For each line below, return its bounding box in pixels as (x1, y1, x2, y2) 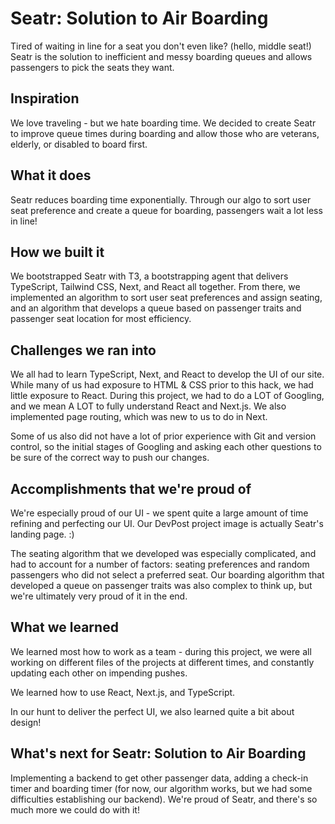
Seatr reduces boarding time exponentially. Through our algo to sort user (10, 193, 312, 206)
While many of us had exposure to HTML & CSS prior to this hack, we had (10, 379, 314, 391)
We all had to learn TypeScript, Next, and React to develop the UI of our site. (10, 368, 325, 381)
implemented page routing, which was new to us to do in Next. (10, 411, 268, 423)
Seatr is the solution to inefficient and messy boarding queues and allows (10, 50, 313, 62)
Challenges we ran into (10, 342, 157, 359)
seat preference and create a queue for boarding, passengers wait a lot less (10, 204, 323, 216)
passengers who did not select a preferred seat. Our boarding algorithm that (10, 569, 325, 581)
